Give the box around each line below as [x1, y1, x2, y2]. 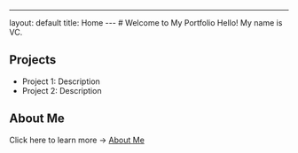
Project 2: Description [21, 85, 102, 96]
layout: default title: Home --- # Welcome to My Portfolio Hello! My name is [9, 18, 283, 27]
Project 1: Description [21, 76, 100, 87]
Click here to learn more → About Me [9, 134, 145, 145]
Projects [9, 52, 57, 67]
